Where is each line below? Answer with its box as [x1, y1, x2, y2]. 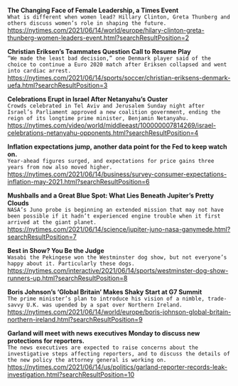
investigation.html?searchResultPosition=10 [7, 370, 135, 379]
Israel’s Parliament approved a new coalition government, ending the [7, 109, 221, 116]
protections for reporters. [7, 337, 85, 345]
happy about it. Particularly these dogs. [7, 260, 135, 267]
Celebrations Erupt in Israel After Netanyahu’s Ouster [7, 95, 168, 103]
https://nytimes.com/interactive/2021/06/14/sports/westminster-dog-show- [7, 267, 229, 274]
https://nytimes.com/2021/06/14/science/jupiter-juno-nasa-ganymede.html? [7, 225, 231, 233]
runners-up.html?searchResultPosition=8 [7, 274, 128, 282]
